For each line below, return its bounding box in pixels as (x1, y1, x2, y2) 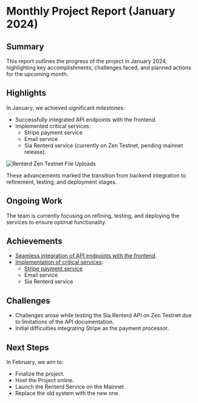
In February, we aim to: (6, 359, 64, 366)
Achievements (6, 236, 63, 247)
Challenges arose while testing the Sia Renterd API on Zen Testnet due (15, 312, 193, 319)
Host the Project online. (15, 377, 74, 384)
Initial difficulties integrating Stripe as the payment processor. (15, 325, 169, 332)
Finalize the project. (15, 370, 65, 377)
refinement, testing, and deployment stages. (6, 178, 117, 185)
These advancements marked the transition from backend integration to (6, 171, 186, 179)
